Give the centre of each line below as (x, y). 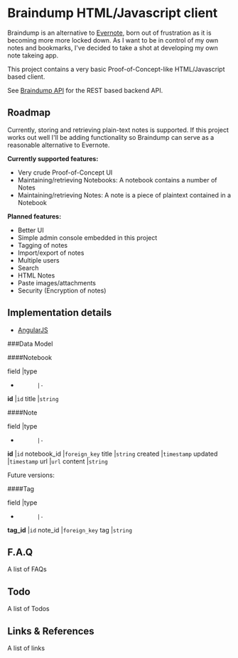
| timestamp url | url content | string (58, 461)
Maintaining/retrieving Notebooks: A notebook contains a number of (118, 180)
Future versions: (31, 475)
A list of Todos (28, 609)
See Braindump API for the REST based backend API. (85, 90)
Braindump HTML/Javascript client (113, 13)
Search (28, 268)
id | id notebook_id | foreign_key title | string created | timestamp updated (113, 454)
